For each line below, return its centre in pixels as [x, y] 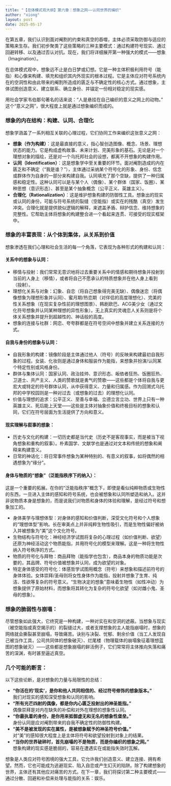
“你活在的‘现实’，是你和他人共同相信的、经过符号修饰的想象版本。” [82, 691]
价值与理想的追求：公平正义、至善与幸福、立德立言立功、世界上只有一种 [88, 399]
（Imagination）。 [23, 59]
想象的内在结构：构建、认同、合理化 [50, 121]
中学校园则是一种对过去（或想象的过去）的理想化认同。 [80, 393]
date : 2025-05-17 [24, 24]
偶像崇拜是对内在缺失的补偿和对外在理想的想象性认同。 [70, 710]
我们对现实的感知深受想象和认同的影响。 [55, 697]
